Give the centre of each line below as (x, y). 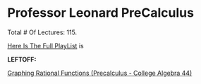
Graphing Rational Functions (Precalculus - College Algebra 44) (100, 73)
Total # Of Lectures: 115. (42, 32)
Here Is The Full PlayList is (45, 45)
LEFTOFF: (22, 59)
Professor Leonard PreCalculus (100, 13)
